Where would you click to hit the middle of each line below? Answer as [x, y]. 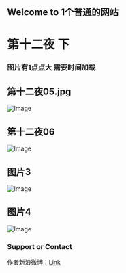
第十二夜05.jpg [39, 91]
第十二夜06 [31, 132]
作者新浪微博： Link [34, 263]
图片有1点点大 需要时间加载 [51, 67]
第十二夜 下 [38, 44]
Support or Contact [40, 246]
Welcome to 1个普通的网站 [63, 12]
